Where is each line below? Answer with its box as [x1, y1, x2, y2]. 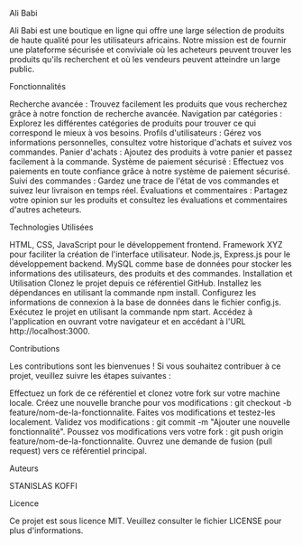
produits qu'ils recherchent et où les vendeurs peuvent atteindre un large [9, 54, 281, 64]
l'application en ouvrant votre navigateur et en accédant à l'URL [9, 316, 246, 326]
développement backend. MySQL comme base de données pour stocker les [9, 258, 292, 269]
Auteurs [9, 463, 39, 474]
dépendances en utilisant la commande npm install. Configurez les [9, 287, 257, 297]
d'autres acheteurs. [9, 204, 82, 215]
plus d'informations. [9, 525, 84, 536]
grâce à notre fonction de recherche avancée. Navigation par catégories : [9, 108, 282, 118]
